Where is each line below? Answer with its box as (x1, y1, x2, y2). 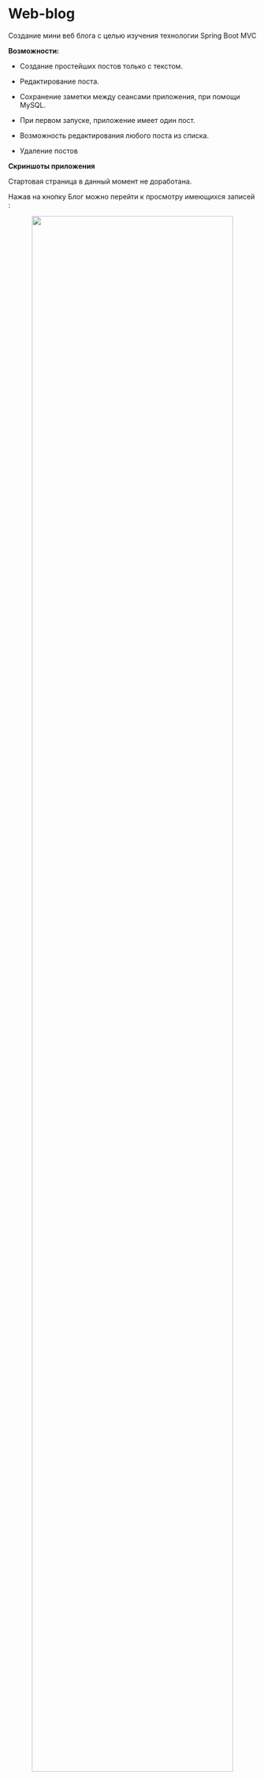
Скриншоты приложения (8, 161, 95, 170)
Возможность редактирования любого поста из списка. (19, 131, 210, 140)
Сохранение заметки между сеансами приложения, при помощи (19, 91, 240, 101)
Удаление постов (19, 146, 79, 155)
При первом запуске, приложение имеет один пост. (19, 115, 195, 124)
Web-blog (8, 5, 76, 23)
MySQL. (19, 100, 46, 110)
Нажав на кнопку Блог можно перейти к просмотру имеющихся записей (8, 191, 255, 201)
